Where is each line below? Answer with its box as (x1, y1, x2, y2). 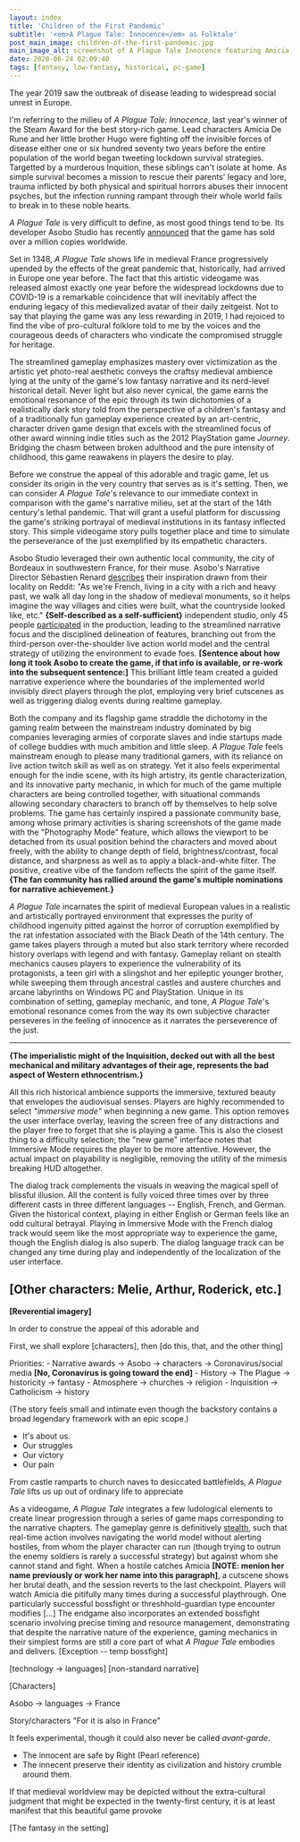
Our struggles (21, 1439, 73, 1450)
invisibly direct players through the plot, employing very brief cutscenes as (9, 685, 284, 696)
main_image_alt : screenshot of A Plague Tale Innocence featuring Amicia (9, 47, 290, 55)
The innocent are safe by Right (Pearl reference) (21, 1750, 201, 1761)
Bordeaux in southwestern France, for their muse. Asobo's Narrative (9, 562, 261, 573)
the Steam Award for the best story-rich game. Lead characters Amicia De (9, 123, 282, 134)
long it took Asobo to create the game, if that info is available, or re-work (9, 657, 283, 667)
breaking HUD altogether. (9, 1162, 103, 1173)
